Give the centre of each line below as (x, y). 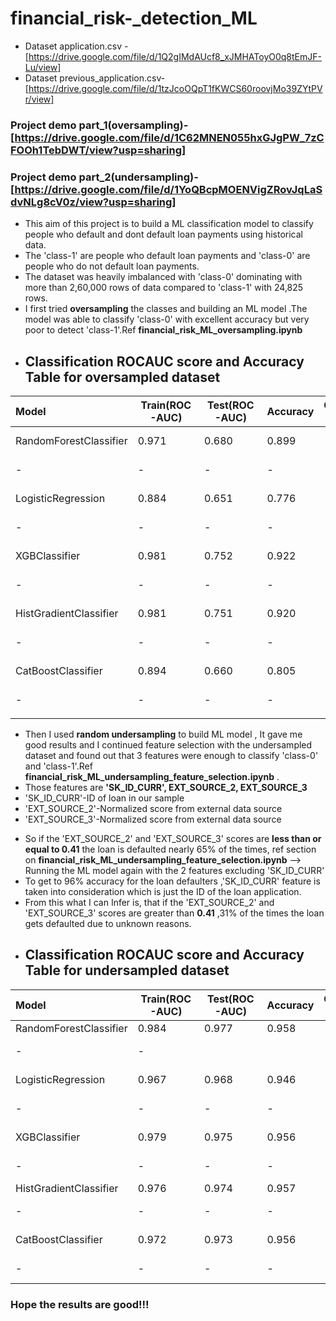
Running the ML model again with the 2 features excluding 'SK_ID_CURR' (174, 870)
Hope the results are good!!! (80, 1304)
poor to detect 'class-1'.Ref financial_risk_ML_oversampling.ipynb (163, 330)
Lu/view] (43, 67)
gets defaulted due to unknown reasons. (108, 923)
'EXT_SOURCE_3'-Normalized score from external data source (153, 819)
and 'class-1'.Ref (58, 766)
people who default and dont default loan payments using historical (163, 234)
